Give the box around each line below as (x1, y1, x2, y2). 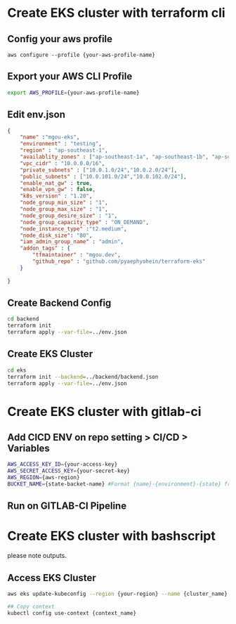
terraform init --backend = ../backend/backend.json (7, 373, 159, 380)
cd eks (7, 367, 27, 374)
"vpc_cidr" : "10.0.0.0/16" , (20, 160, 105, 167)
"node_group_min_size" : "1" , (20, 199, 109, 207)
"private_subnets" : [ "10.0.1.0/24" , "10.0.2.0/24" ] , (20, 167, 178, 174)
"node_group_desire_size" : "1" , (20, 212, 118, 219)
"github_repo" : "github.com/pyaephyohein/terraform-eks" (32, 258, 206, 265)
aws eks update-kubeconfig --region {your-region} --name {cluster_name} (7, 590, 228, 598)
